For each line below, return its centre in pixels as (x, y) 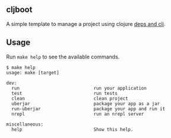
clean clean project (70, 98)
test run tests (64, 93)
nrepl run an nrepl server (78, 114)
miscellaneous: (25, 124)
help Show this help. (72, 129)
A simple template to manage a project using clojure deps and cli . (86, 24)
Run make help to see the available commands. (63, 57)
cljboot (19, 10)
